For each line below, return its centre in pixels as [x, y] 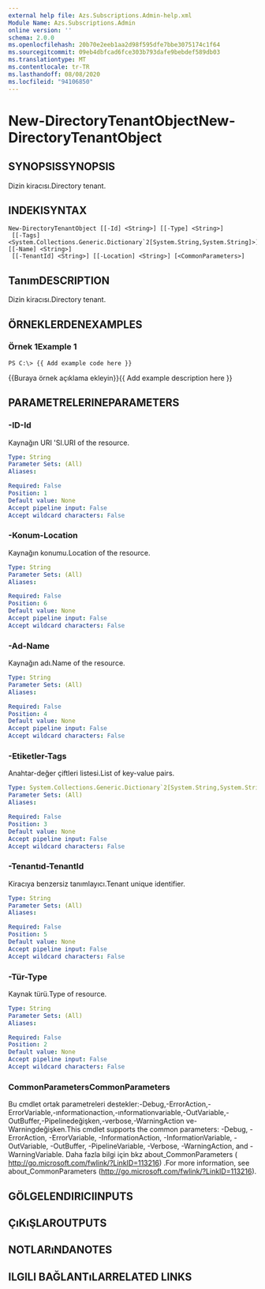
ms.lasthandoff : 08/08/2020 [54, 74]
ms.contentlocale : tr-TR [49, 67]
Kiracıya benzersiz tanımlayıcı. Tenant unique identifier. [97, 884]
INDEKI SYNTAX [48, 210]
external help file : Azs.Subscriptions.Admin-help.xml [100, 15]
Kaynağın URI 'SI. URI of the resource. [69, 443]
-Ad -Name [29, 646]
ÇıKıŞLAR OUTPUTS [58, 1223]
